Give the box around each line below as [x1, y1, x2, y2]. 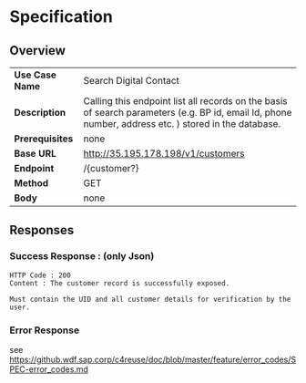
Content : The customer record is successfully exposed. [9, 278, 230, 288]
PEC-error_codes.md [9, 363, 89, 375]
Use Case [14, 68, 57, 81]
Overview [9, 43, 66, 58]
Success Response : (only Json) [9, 250, 155, 263]
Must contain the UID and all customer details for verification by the [9, 295, 291, 304]
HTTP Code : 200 [9, 271, 71, 280]
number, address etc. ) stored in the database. [83, 118, 281, 129]
